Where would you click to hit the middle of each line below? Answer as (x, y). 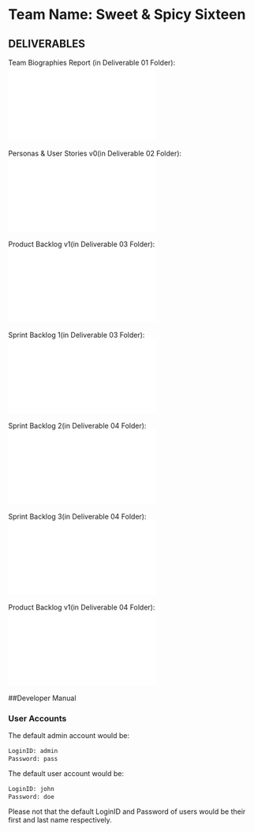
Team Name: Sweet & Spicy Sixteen (127, 15)
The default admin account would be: (69, 736)
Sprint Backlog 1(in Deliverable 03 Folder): (77, 335)
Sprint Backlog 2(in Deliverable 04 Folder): (77, 425)
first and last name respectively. (60, 820)
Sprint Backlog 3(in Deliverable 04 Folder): (77, 516)
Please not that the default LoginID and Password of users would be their (127, 811)
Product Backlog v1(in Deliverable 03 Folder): (82, 244)
